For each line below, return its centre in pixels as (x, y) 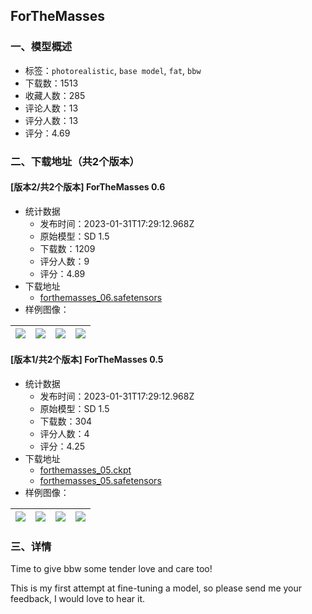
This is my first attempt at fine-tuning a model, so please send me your (156, 588)
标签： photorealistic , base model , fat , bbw (113, 70)
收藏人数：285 (55, 95)
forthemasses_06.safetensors (101, 297)
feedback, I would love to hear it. (77, 599)
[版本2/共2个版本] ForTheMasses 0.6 (88, 187)
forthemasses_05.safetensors (100, 481)
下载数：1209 (67, 248)
